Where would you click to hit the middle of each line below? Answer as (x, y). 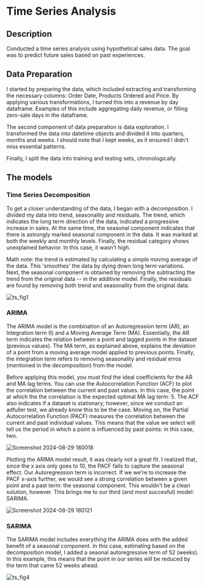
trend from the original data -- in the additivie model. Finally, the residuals (99, 279)
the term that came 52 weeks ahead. (53, 566)
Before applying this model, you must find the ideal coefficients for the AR (99, 377)
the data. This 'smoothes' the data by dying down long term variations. (95, 266)
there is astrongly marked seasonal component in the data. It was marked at (102, 234)
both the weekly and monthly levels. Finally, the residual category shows (98, 241)
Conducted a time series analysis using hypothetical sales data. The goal (99, 48)
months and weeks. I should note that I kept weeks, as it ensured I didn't (97, 140)
